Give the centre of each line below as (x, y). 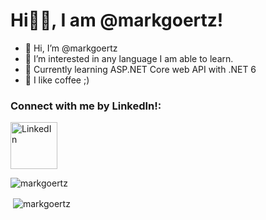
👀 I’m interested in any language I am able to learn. (129, 58)
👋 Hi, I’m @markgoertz (71, 48)
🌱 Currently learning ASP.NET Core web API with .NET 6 (140, 69)
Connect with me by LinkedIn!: (86, 106)
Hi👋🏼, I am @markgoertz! (117, 20)
